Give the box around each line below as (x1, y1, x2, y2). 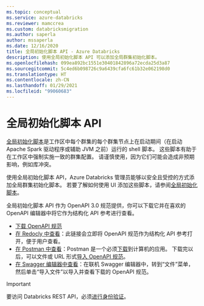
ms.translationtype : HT (6, 71, 67, 77)
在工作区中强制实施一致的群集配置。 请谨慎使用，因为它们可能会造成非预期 (6, 153, 195, 160)
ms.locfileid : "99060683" (6, 88, 72, 94)
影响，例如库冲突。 (6, 160, 55, 168)
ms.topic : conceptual (6, 9, 62, 15)
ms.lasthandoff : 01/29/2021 (6, 83, 78, 89)
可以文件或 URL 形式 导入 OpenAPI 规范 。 (26, 252, 129, 260)
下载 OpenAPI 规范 (15, 222, 62, 229)
